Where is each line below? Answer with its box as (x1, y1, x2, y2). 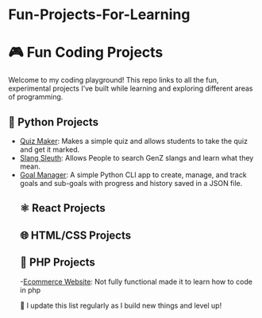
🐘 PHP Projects (19, 256, 95, 270)
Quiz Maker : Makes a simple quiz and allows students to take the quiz (19, 136, 249, 145)
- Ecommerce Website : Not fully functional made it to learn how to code (19, 277, 252, 286)
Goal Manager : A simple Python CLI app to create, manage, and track (19, 169, 248, 180)
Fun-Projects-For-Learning (8, 6, 191, 24)
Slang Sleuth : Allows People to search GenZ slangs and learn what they (19, 153, 254, 162)
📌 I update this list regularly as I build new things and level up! (19, 301, 222, 310)
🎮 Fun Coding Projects (8, 44, 164, 61)
